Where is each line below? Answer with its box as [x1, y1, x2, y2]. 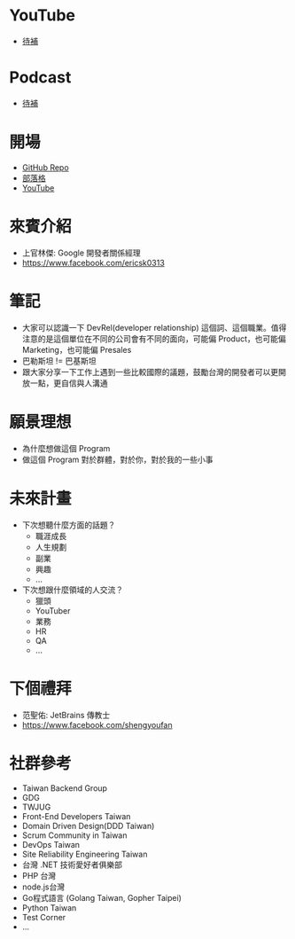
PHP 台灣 [21, 871, 57, 881]
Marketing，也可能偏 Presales [21, 344, 132, 355]
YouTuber [35, 605, 71, 616]
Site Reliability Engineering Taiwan [21, 849, 148, 860]
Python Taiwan [21, 903, 77, 913]
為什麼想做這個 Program [21, 442, 111, 453]
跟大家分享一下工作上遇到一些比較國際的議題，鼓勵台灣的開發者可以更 [21, 366, 279, 377]
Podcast [9, 67, 72, 88]
